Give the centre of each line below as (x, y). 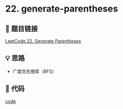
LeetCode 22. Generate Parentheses (43, 41)
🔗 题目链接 (21, 29)
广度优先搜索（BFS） (35, 71)
